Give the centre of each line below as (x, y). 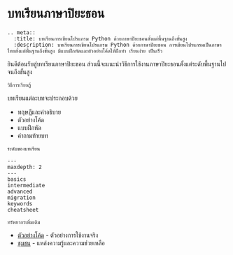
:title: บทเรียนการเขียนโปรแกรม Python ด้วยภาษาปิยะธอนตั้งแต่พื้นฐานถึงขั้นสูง (100, 38)
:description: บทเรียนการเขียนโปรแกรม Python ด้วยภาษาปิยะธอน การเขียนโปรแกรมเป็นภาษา (118, 45)
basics (17, 179)
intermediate (26, 185)
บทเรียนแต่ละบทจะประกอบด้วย (43, 98)
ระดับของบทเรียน (24, 149)
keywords (20, 204)
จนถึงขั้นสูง (20, 71)
